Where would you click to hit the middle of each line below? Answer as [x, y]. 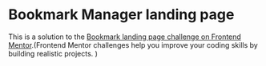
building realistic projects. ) [53, 53]
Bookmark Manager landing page [121, 15]
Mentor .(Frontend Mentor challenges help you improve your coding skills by [133, 45]
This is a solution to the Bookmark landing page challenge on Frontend [125, 37]
